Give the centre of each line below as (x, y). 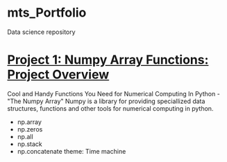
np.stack (30, 144)
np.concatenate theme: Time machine (72, 151)
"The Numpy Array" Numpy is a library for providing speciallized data (106, 101)
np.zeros (30, 129)
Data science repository (41, 32)
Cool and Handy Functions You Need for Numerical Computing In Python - (113, 93)
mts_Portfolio (47, 13)
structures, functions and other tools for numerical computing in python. (110, 108)
